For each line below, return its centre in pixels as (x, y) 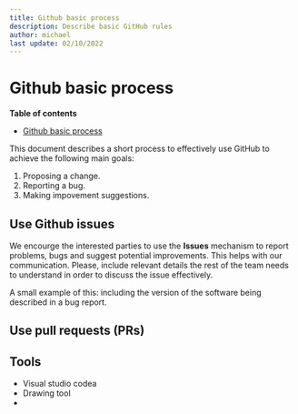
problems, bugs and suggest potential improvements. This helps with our (146, 255)
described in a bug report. (58, 302)
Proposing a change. (61, 176)
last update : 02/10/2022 (56, 43)
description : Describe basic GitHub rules (91, 26)
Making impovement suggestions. (86, 196)
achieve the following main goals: (72, 158)
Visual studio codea (60, 384)
